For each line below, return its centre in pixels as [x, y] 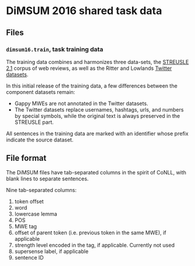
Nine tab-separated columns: [42, 190]
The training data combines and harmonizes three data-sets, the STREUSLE [97, 62]
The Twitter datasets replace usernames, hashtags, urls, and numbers [99, 109]
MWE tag [25, 226]
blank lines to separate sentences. [47, 179]
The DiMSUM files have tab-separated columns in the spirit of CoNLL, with [96, 172]
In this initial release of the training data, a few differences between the [92, 86]
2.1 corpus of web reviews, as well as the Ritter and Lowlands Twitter [89, 68]
